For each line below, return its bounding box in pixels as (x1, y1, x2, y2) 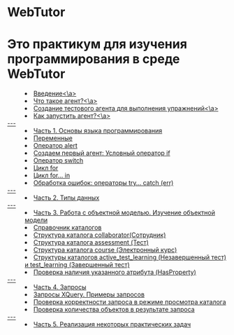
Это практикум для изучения (7, 36, 187, 53)
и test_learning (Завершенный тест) (24, 261, 131, 269)
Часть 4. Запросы (34, 283, 87, 292)
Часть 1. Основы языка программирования (34, 127, 163, 135)
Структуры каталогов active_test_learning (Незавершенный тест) (34, 253, 227, 261)
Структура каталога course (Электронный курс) (34, 246, 177, 254)
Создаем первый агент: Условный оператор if (34, 149, 170, 158)
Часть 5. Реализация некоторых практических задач (34, 320, 191, 329)
